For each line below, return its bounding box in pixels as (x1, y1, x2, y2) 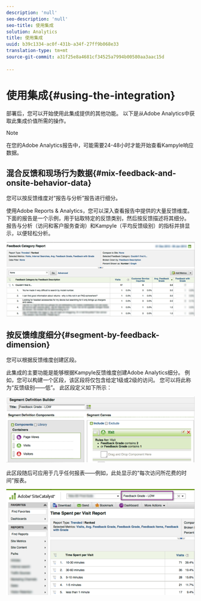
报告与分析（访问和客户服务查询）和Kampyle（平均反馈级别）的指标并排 (6, 222, 185, 229)
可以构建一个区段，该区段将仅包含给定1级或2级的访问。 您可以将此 (22, 376, 187, 383)
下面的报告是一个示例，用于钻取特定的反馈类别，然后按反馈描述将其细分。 (6, 215, 190, 222)
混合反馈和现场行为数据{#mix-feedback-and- (6, 168, 176, 178)
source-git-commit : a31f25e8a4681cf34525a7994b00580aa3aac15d (6, 54, 165, 60)
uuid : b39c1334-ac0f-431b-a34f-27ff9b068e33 (6, 41, 119, 47)
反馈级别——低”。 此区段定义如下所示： (14, 383, 112, 391)
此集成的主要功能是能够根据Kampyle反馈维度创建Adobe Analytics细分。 (6, 369, 184, 376)
